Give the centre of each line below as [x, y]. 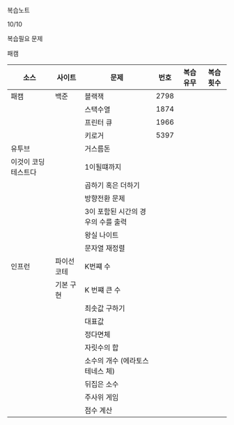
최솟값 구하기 [105, 308]
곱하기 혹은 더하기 [112, 185]
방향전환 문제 [105, 199]
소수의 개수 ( [104, 360]
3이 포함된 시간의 [111, 211]
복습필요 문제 [25, 38]
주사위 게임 [102, 397]
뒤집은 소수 [102, 384]
